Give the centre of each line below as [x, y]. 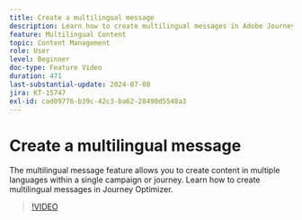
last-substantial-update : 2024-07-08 [80, 84]
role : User [30, 51]
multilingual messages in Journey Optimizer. [91, 189]
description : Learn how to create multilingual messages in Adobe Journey [152, 26]
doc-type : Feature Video [56, 68]
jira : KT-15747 [38, 92]
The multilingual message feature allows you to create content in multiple [145, 171]
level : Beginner [40, 59]
